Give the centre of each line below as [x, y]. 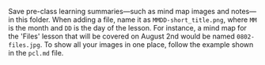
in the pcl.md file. [36, 53]
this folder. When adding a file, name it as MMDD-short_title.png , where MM [136, 20]
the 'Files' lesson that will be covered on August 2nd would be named [122, 36]
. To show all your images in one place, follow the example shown [147, 45]
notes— [244, 11]
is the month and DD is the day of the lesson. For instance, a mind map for [128, 28]
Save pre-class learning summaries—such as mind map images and [119, 11]
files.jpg [25, 45]
